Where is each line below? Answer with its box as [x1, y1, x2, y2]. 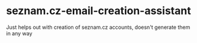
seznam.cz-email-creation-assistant [6, 4, 191, 18]
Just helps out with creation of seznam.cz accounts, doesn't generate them [6, 24, 190, 31]
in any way [6, 29, 33, 37]
